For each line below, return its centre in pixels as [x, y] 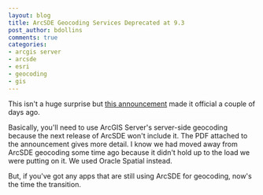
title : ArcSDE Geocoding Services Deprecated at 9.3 [96, 23]
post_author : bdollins [45, 30]
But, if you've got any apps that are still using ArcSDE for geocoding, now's [130, 176]
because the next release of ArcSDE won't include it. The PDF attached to [128, 135]
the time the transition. [44, 184]
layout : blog [30, 15]
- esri [19, 67]
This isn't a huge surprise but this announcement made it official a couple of [132, 104]
